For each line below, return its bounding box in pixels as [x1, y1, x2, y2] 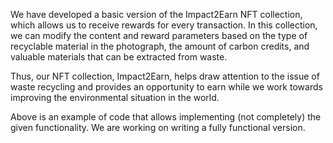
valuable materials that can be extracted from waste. [10, 51, 228, 63]
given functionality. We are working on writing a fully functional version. [10, 122, 306, 133]
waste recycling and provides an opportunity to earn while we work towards [10, 81, 323, 93]
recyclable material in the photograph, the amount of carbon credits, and [10, 40, 310, 52]
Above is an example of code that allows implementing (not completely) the [10, 111, 322, 123]
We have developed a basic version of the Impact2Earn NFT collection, [10, 9, 303, 20]
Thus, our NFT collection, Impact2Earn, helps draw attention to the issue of [10, 70, 320, 82]
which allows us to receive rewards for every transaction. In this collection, [10, 19, 318, 31]
